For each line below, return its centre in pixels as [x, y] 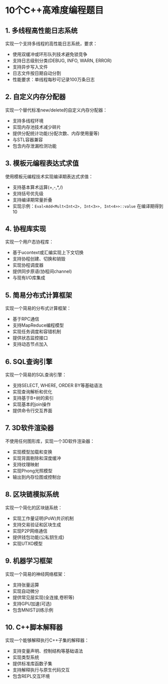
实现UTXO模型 [28, 543]
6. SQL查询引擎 [29, 362]
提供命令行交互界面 [32, 411]
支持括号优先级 [28, 193]
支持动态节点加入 [30, 344]
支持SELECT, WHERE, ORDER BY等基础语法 [57, 386]
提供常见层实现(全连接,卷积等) [43, 597]
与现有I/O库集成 [29, 278]
